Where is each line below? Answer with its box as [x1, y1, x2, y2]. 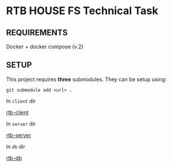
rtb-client [6, 109, 29, 116]
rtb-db [6, 154, 22, 161]
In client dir [6, 97, 37, 104]
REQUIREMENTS [6, 28, 68, 38]
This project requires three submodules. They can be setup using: [6, 75, 167, 83]
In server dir [6, 120, 37, 127]
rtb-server [6, 131, 31, 139]
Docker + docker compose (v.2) [6, 43, 84, 50]
